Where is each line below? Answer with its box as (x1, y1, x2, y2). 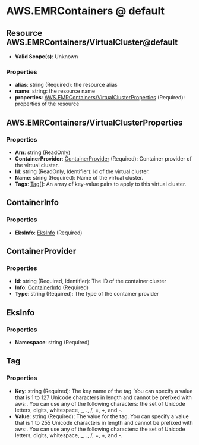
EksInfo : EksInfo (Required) (14, 229, 83, 236)
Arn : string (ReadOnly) (14, 149, 71, 156)
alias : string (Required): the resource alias (14, 82, 118, 89)
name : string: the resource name (14, 87, 96, 95)
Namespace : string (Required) (14, 339, 90, 346)
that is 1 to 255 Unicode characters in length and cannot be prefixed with (14, 419, 193, 426)
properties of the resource (14, 100, 80, 108)
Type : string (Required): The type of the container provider (14, 290, 159, 297)
